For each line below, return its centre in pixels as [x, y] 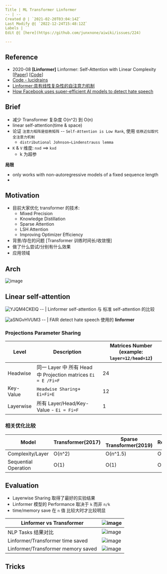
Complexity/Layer [28, 454]
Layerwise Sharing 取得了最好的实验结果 [54, 498]
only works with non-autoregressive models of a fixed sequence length [85, 174]
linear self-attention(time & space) [47, 125]
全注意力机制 [24, 137]
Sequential [20, 462]
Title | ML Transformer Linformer [41, 10]
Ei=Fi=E [45, 395]
